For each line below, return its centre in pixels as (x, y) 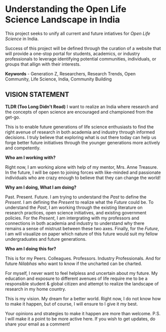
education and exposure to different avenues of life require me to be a (76, 278)
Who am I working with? (30, 157)
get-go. (13, 117)
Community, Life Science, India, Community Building (59, 79)
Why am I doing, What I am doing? (41, 187)
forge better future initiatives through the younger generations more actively (83, 142)
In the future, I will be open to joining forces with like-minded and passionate (83, 172)
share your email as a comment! (38, 324)
